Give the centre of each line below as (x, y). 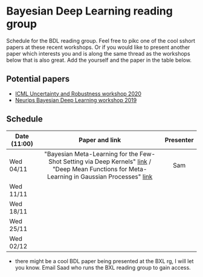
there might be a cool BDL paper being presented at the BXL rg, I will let (104, 261)
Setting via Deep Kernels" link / (107, 161)
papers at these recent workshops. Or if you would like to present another (98, 47)
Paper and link (100, 140)
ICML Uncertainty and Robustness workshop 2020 (78, 93)
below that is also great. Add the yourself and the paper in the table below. (99, 60)
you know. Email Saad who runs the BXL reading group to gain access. (103, 267)
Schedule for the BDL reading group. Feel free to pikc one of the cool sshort (101, 41)
